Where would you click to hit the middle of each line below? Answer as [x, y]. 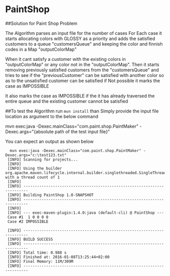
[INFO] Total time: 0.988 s [37, 252]
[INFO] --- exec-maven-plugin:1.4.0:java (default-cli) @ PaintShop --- [86, 213]
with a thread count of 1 [32, 177]
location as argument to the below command [52, 116]
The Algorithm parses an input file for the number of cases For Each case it [83, 33]
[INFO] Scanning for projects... [43, 160]
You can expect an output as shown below [50, 141]
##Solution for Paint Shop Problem [41, 23]
